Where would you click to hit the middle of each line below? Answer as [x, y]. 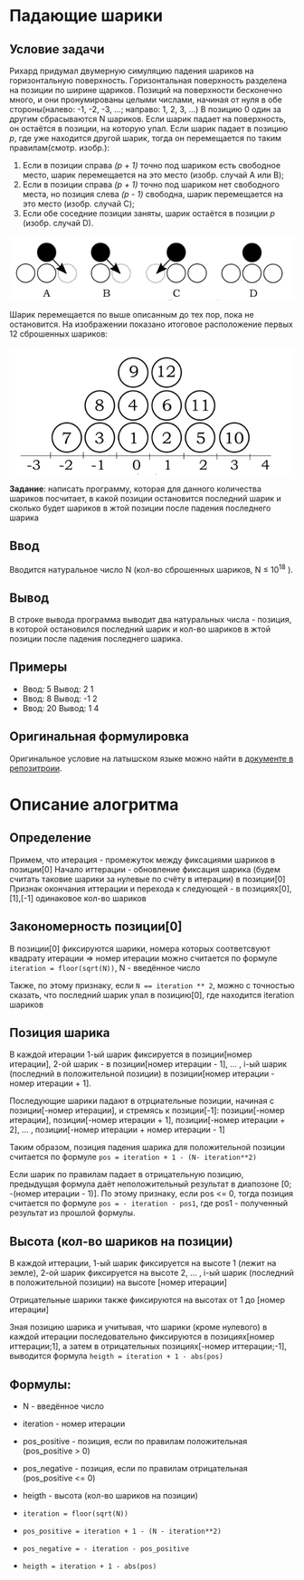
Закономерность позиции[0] [96, 927]
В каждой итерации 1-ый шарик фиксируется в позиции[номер [131, 1054]
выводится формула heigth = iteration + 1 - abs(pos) [116, 1356]
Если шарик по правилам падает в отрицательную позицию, [127, 1175]
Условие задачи [57, 49]
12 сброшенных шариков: [59, 333]
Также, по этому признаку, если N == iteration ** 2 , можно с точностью [152, 985]
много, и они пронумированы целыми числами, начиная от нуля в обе [146, 100]
